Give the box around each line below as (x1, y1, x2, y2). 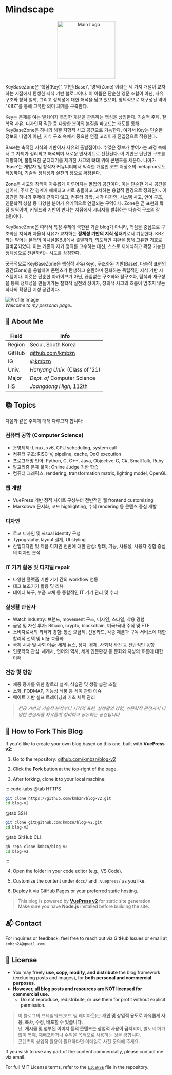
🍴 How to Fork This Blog (5, 727, 83, 735)
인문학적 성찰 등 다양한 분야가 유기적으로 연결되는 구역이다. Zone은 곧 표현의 (5, 200, 159, 206)
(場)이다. (5, 213, 23, 219)
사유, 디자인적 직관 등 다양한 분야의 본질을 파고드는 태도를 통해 (14, 120, 140, 127)
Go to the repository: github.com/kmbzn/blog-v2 (12, 756, 116, 762)
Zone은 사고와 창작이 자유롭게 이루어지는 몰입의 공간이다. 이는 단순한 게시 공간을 (5, 181, 167, 187)
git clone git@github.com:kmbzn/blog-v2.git (5, 820, 102, 825)
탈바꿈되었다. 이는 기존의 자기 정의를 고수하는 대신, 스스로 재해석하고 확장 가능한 (5, 243, 166, 249)
